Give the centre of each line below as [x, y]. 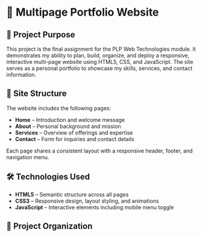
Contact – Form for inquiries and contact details [74, 139]
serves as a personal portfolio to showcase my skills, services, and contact [99, 68]
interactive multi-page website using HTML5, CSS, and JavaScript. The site [100, 62]
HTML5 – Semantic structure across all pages [72, 194]
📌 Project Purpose [41, 35]
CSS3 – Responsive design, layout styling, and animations [87, 201]
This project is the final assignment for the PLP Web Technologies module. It [101, 49]
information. [21, 74]
